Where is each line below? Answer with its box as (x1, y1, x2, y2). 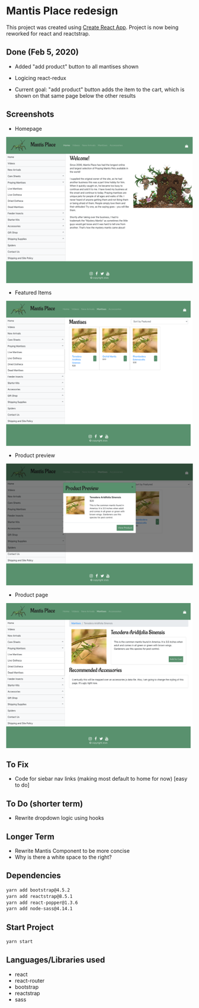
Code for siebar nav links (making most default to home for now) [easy (14, 775, 188, 782)
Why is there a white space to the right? (14, 854, 113, 861)
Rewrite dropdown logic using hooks (14, 814, 104, 822)
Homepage (14, 125, 43, 132)
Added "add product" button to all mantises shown (14, 63, 139, 70)
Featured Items (14, 289, 52, 297)
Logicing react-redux (14, 74, 66, 81)
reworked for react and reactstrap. (6, 30, 91, 37)
